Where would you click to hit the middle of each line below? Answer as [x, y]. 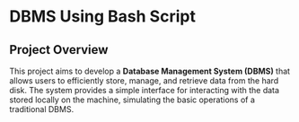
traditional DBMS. [42, 109]
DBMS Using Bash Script [102, 17]
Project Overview [59, 50]
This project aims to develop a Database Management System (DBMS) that [149, 71]
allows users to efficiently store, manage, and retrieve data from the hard [144, 81]
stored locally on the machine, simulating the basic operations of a [132, 100]
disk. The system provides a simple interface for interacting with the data [145, 90]
